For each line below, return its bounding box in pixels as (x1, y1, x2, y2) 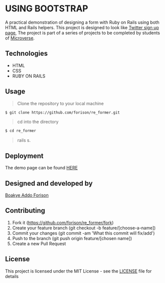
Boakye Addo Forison (5, 192, 49, 198)
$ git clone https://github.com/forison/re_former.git (5, 110, 120, 115)
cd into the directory (17, 119, 59, 125)
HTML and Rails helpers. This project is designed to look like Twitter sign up (5, 24, 159, 30)
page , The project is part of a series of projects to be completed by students (5, 30, 160, 36)
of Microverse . (5, 35, 35, 41)
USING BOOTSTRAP (5, 3, 89, 14)
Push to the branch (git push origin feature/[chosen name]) (12, 235, 132, 241)
